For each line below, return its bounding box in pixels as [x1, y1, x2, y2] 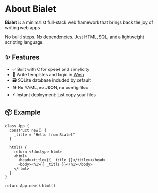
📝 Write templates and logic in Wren [12, 71, 84, 77]
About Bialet [5, 3, 56, 15]
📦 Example [5, 108, 40, 117]
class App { [5, 123, 29, 128]
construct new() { [9, 128, 47, 133]
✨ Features [5, 53, 39, 62]
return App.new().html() [5, 183, 56, 188]
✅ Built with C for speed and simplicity [12, 66, 90, 72]
